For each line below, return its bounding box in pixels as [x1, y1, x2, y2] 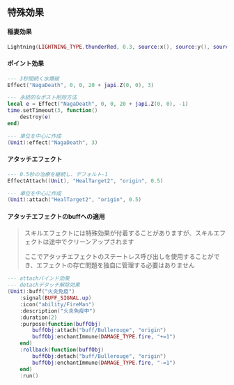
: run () [19, 372, 39, 379]
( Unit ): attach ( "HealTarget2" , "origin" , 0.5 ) [7, 196, 141, 203]
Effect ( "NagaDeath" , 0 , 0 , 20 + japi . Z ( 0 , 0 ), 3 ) [7, 81, 155, 88]
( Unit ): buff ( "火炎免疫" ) [7, 288, 75, 295]
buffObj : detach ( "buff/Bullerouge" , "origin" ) [32, 352, 167, 360]
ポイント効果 [7, 59, 44, 68]
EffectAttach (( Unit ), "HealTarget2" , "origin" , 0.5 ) [7, 177, 164, 184]
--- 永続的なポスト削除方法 [7, 94, 77, 101]
